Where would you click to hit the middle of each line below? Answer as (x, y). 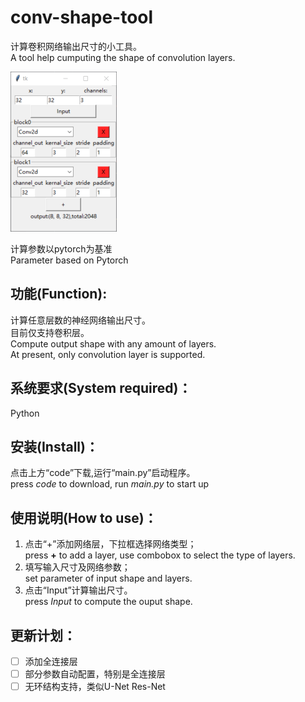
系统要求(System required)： (101, 388)
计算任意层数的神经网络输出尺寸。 (80, 320)
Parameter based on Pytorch (69, 260)
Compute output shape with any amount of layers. (113, 343)
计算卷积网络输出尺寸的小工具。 (76, 46)
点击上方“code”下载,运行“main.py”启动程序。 (103, 473)
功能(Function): (59, 294)
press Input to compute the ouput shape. (108, 602)
